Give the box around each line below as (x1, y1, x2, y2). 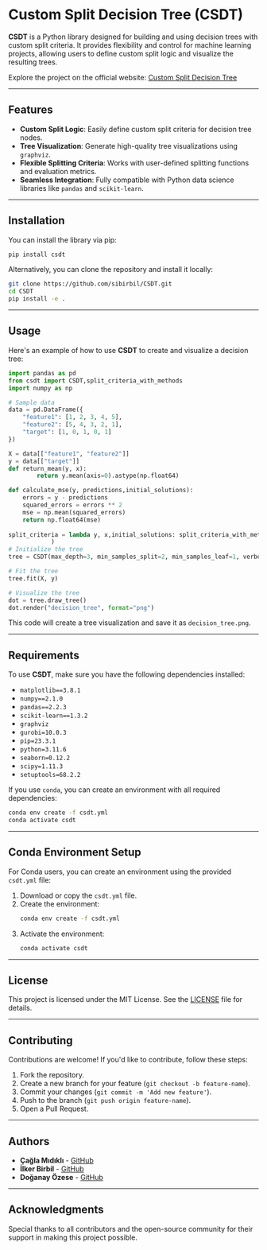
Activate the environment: (19, 929, 105, 938)
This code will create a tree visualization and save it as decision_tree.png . (8, 618, 252, 627)
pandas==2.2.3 (19, 704, 67, 712)
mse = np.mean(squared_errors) (22, 508, 126, 516)
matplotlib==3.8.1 (19, 686, 81, 695)
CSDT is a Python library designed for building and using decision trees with (8, 32, 258, 41)
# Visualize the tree (8, 588, 80, 597)
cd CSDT (8, 288, 34, 296)
